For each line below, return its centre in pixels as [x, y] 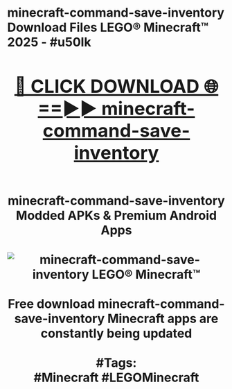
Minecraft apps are [163, 319]
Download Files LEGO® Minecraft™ [108, 27]
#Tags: [116, 363]
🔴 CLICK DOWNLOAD [107, 86]
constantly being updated [116, 333]
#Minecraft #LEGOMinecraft [116, 378]
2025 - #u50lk [49, 42]
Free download [52, 304]
